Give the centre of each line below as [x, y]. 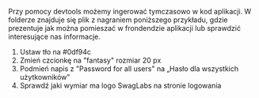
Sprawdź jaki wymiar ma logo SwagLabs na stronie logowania [120, 85]
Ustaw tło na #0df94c [55, 52]
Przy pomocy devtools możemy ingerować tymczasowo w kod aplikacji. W [130, 11]
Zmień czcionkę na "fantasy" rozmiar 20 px [90, 60]
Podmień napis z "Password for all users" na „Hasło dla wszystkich [129, 69]
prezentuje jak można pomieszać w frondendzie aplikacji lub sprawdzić [125, 28]
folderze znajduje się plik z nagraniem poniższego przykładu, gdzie [118, 20]
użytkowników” [45, 77]
